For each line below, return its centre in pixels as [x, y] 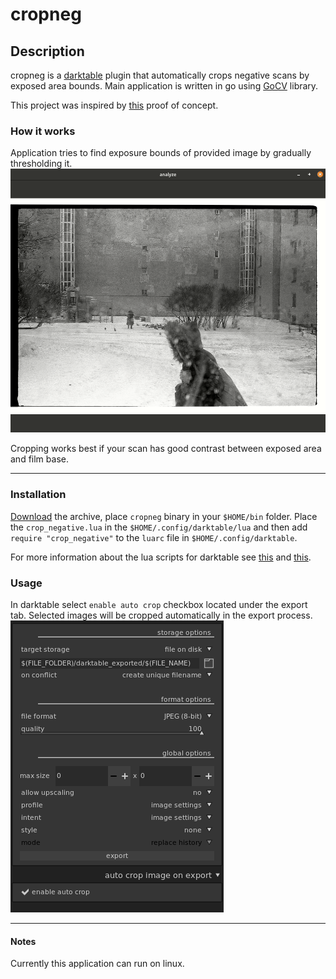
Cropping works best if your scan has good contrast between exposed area [166, 449]
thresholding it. [41, 164]
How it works [43, 131]
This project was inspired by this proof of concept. [114, 105]
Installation [38, 495]
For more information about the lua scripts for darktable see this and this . [161, 557]
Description [47, 51]
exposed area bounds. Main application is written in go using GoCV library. [164, 86]
